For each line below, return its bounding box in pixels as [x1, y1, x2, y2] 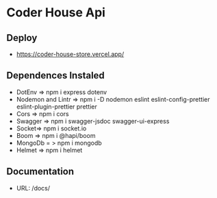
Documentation [6, 166, 75, 178]
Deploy [6, 32, 38, 44]
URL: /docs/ [16, 184, 51, 192]
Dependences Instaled [6, 70, 105, 81]
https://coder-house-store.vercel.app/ [16, 50, 125, 58]
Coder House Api [6, 5, 105, 20]
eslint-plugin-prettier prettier [16, 102, 97, 111]
